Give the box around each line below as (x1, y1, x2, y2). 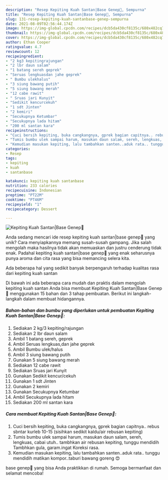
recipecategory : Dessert (5, 207, 57, 212)
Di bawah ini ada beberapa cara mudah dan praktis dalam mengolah (5, 280, 146, 286)
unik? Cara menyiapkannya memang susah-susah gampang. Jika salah (5, 240, 152, 245)
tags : (5, 156, 17, 161)
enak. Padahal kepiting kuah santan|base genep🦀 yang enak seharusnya (5, 250, 155, 256)
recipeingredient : (5, 53, 44, 59)
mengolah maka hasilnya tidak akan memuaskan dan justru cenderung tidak (5, 245, 162, 251)
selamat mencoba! (5, 470, 44, 477)
